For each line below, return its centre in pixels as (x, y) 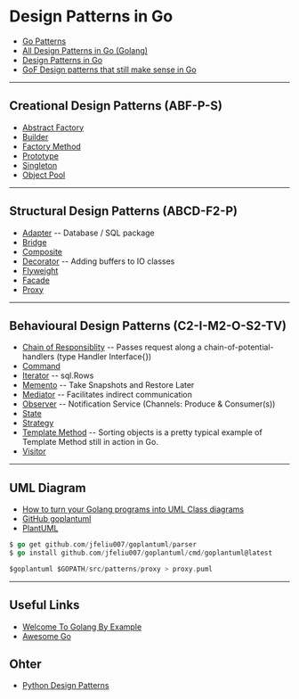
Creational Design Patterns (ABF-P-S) (116, 106)
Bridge (34, 242)
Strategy (38, 423)
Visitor (34, 451)
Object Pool (44, 175)
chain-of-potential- (238, 347)
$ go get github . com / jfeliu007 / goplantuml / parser (103, 545)
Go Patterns (44, 41)
